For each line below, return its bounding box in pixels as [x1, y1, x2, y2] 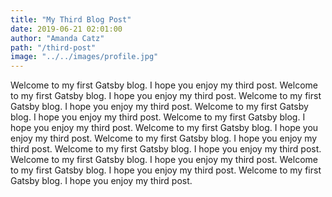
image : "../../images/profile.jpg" [10, 52, 159, 62]
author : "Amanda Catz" [10, 33, 105, 43]
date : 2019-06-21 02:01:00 [10, 24, 123, 34]
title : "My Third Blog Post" [10, 14, 132, 25]
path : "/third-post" [10, 42, 97, 53]
